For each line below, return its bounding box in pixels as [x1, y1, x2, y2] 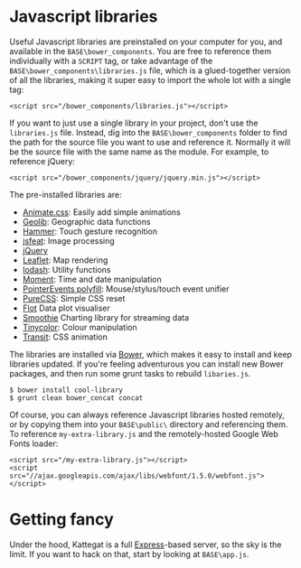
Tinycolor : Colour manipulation [22, 321, 137, 332]
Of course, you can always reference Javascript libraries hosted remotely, [9, 409, 285, 420]
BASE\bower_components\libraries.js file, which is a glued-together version [9, 65, 291, 76]
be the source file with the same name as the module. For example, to [9, 146, 269, 157]
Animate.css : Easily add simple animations [22, 206, 181, 218]
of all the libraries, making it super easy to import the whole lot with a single [9, 74, 291, 85]
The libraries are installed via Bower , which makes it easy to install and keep [9, 349, 292, 359]
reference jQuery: [9, 155, 75, 166]
